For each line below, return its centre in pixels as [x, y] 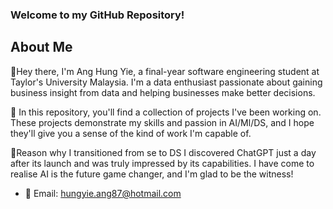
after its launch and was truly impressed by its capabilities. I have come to [162, 163]
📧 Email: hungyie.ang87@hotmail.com [103, 193]
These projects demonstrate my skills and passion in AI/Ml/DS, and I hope [162, 122]
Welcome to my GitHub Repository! [97, 15]
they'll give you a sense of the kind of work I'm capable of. [131, 133]
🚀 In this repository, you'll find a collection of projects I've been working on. [166, 112]
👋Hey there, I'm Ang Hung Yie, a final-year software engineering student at [165, 71]
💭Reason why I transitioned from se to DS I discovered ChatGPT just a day [163, 152]
